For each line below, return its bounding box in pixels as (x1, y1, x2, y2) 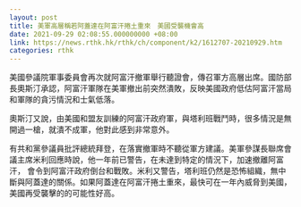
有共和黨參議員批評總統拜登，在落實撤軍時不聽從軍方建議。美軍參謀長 (9, 144, 269, 154)
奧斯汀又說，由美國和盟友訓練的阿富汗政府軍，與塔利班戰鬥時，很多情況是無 (9, 113, 292, 124)
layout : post (9, 12, 58, 22)
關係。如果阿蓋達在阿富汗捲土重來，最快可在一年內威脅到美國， (56, 177, 292, 187)
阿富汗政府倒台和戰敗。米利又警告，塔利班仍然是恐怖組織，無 (50, 166, 279, 177)
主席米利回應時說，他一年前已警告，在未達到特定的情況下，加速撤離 (16, 154, 269, 165)
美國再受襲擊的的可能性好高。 (9, 188, 119, 199)
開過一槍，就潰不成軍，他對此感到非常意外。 (9, 124, 175, 135)
